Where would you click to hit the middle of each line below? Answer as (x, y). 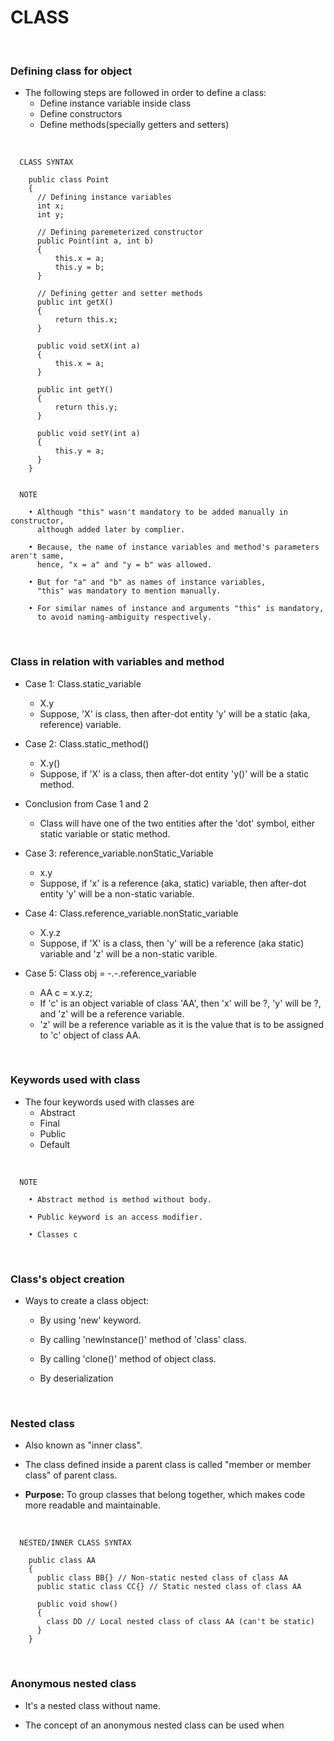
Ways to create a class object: (87, 1301)
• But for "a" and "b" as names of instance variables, (147, 582)
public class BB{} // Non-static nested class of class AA (162, 1578)
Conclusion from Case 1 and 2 (86, 803)
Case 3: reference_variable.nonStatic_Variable (119, 853)
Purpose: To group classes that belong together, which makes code (165, 1495)
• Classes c (53, 1234)
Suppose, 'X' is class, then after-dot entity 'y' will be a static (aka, (175, 713)
